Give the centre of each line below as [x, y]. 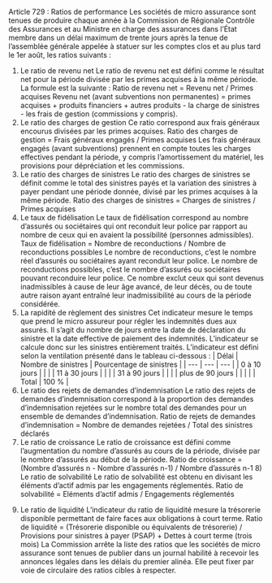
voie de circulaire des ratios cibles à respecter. [98, 570]
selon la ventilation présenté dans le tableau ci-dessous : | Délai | [129, 356]
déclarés [35, 433]
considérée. [40, 304]
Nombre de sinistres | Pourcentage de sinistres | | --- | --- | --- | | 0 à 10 [140, 364]
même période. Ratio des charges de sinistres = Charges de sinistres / [138, 200]
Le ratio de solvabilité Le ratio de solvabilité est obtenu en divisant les [136, 476]
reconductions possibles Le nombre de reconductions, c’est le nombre [138, 252]
